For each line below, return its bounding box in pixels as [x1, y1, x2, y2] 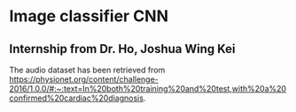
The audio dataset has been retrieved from [9, 64, 166, 75]
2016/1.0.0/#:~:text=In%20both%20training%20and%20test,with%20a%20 [9, 84, 286, 93]
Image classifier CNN [9, 6, 169, 26]
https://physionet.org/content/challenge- [9, 74, 160, 85]
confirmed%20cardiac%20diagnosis [9, 93, 144, 103]
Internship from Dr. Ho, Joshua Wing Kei [9, 41, 237, 56]
